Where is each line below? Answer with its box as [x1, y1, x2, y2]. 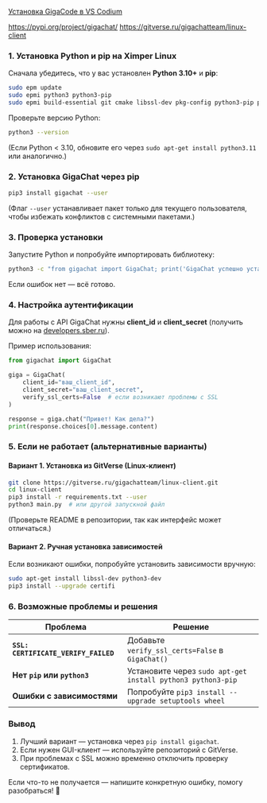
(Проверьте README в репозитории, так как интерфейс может [8, 515, 222, 525]
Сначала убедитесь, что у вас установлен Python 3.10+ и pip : [8, 68, 219, 78]
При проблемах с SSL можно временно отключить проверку [19, 753, 229, 762]
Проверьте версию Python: [8, 113, 101, 122]
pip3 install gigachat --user [8, 189, 109, 197]
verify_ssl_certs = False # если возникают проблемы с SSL [22, 393, 219, 401]
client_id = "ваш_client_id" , [22, 378, 115, 386]
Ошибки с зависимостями [12, 691, 118, 702]
